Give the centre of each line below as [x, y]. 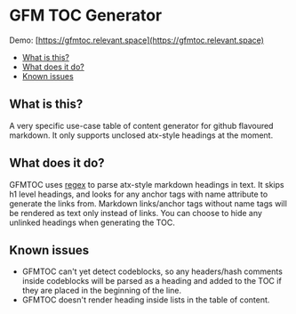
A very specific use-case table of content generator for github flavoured [141, 125]
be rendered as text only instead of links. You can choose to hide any [136, 213]
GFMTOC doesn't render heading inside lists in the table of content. [146, 300]
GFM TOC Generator [86, 16]
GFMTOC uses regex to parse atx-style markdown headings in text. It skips [147, 184]
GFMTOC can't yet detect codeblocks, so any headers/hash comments [152, 271]
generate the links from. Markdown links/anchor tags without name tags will [148, 203]
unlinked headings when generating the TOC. [92, 222]
